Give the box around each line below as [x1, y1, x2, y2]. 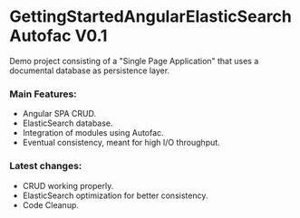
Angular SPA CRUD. [22, 109, 97, 119]
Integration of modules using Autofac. [22, 128, 165, 138]
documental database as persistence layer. [9, 65, 170, 76]
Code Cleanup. [22, 199, 80, 210]
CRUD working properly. [22, 180, 114, 191]
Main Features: [9, 88, 77, 100]
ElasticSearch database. [22, 118, 113, 128]
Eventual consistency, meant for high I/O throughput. [22, 137, 220, 148]
